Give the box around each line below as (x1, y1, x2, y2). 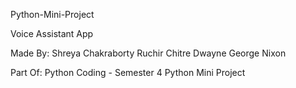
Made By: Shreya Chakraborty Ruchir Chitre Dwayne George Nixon (10, 47, 287, 59)
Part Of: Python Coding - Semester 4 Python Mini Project (10, 67, 246, 78)
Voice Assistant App (10, 28, 94, 39)
